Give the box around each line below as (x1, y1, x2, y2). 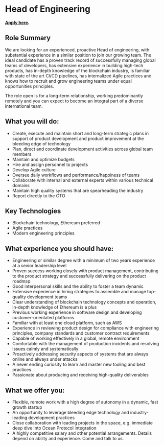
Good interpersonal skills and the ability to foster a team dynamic (12, 283, 144, 289)
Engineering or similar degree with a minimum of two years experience (12, 258, 155, 263)
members (12, 151, 32, 157)
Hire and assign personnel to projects (12, 162, 88, 167)
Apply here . (5, 20, 30, 25)
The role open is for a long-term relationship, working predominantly (5, 93, 143, 98)
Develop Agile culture (12, 166, 56, 172)
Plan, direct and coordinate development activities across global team (12, 146, 153, 152)
